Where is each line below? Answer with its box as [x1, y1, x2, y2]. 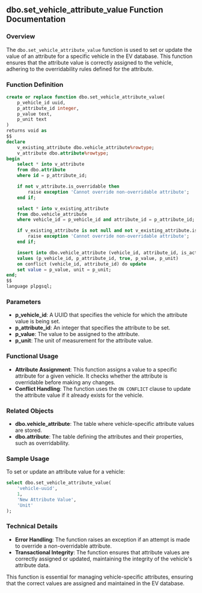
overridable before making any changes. [14, 378, 115, 385]
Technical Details [6, 522, 58, 530]
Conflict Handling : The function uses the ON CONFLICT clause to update [14, 385, 191, 392]
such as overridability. [14, 440, 70, 446]
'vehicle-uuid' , [17, 486, 58, 492]
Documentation [6, 14, 66, 25]
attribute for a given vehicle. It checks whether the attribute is [14, 372, 168, 379]
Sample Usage [6, 454, 50, 463]
